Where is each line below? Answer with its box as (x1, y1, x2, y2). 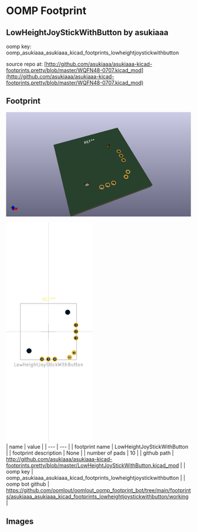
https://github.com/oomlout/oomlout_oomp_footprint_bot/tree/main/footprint (6, 487, 191, 494)
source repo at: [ (6, 60, 46, 67)
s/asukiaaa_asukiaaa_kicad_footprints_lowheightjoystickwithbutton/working (6, 493, 189, 500)
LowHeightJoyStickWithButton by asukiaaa (6, 28, 169, 37)
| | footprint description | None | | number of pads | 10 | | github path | (6, 449, 174, 456)
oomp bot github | (6, 480, 50, 487)
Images (6, 516, 34, 526)
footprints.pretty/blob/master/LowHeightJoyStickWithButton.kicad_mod (6, 462, 179, 469)
